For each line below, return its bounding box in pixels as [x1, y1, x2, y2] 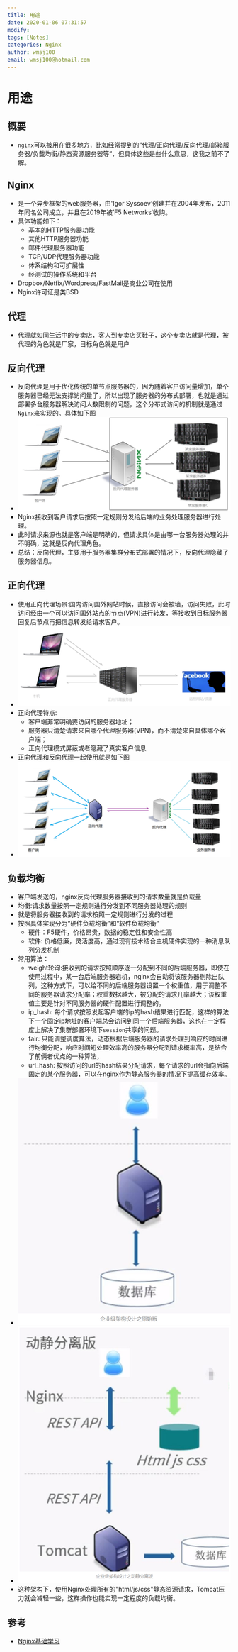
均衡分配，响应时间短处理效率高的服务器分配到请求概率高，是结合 [34, 1043, 227, 1052]
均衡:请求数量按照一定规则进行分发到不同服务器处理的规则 [17, 902, 188, 910]
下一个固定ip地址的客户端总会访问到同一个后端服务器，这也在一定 [28, 1016, 220, 1025]
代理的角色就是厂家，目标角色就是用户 [17, 339, 130, 348]
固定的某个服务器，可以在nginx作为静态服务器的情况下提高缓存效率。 [28, 1070, 231, 1078]
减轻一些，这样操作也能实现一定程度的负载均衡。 [36, 1594, 179, 1602]
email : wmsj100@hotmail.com [7, 57, 91, 64]
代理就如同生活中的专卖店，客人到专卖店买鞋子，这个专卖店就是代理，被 [17, 331, 229, 339]
